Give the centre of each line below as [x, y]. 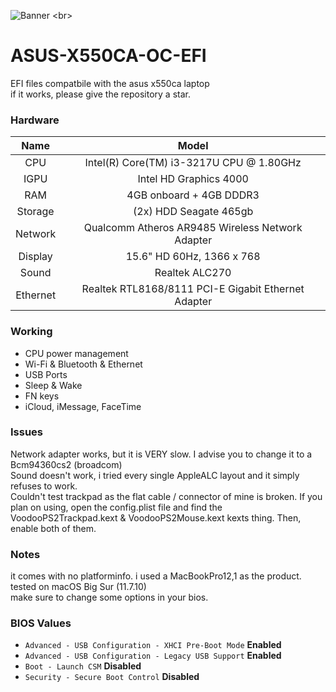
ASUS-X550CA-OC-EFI [108, 56]
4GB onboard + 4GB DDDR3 [193, 195]
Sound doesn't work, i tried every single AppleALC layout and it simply [155, 475]
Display [35, 257]
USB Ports [46, 374]
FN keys [42, 396]
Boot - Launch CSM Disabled [83, 666]
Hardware [35, 120]
